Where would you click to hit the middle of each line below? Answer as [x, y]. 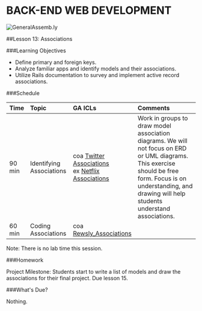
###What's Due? [27, 289]
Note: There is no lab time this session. [54, 248]
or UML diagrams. [163, 155]
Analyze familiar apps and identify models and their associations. [95, 68]
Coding [40, 225]
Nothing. [17, 301]
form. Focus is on [162, 178]
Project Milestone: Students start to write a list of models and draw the [93, 271]
